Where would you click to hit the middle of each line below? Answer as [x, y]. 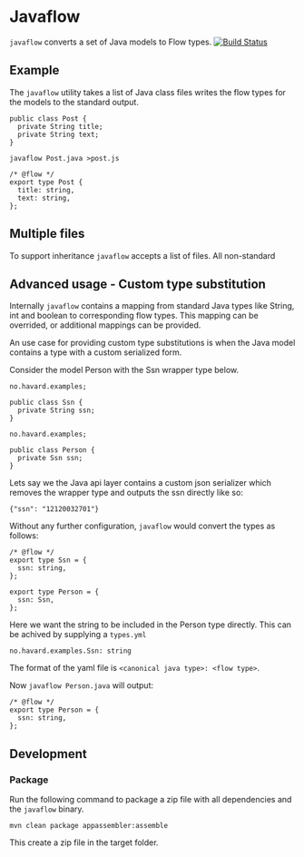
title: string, [46, 190]
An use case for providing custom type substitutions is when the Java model [152, 343]
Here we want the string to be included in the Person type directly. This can [151, 625]
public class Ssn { [46, 403]
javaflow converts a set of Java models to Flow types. [111, 42]
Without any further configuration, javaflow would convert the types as [142, 526]
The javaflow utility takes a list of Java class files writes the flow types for [147, 92]
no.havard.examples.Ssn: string [70, 651]
